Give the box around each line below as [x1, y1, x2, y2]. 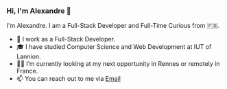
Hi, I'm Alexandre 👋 [6, 6, 71, 16]
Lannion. [16, 52, 42, 60]
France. [16, 67, 38, 75]
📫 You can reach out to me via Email [16, 75, 121, 83]
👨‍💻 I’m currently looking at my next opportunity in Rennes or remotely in [16, 60, 220, 68]
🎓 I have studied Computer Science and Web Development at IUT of [16, 43, 212, 51]
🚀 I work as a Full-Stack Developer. [16, 35, 116, 43]
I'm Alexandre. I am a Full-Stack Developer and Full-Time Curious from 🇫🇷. [6, 22, 220, 30]
